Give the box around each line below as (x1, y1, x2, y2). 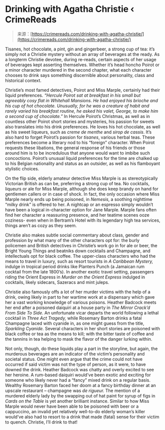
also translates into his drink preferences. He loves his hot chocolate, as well (5, 123, 161, 129)
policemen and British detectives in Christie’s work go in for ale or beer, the (5, 242, 158, 248)
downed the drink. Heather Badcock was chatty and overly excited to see (5, 366, 154, 372)
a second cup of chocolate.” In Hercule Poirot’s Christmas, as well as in (5, 113, 150, 119)
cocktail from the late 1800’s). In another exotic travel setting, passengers (5, 269, 154, 274)
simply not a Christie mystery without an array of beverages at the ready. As (5, 51, 160, 57)
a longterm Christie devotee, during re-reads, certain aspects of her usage (5, 56, 157, 62)
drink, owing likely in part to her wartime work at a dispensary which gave (5, 294, 155, 300)
